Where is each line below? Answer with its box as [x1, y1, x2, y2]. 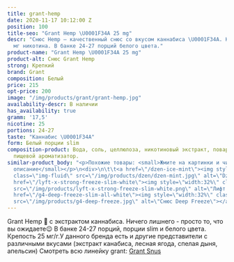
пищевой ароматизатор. [13, 153, 79, 160]
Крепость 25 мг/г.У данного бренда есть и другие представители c [7, 232, 208, 240]
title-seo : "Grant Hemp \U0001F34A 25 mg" [7, 29, 132, 37]
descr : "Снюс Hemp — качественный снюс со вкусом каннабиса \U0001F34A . [7, 36, 223, 43]
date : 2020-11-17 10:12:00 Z [7, 17, 92, 24]
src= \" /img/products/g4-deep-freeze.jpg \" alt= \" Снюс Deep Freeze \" [13, 198, 217, 206]
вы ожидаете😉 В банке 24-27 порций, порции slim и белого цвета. [7, 224, 207, 233]
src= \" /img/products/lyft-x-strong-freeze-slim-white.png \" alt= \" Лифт [13, 185, 226, 192]
